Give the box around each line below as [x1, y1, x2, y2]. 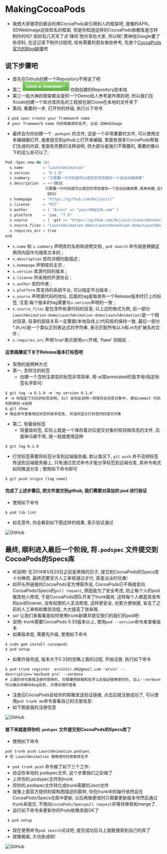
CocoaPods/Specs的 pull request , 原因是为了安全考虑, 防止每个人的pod [12, 588, 160, 594]
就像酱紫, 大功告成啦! [12, 834, 56, 840]
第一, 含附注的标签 [12, 368, 50, 374]
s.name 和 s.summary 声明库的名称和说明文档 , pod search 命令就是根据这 [12, 243, 160, 249]
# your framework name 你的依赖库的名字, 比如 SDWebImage [7, 121, 123, 126]
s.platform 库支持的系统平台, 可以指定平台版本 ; [12, 287, 111, 293]
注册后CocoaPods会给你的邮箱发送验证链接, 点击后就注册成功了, [12, 692, 145, 698]
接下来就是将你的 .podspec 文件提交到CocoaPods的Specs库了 [5, 726, 132, 732]
